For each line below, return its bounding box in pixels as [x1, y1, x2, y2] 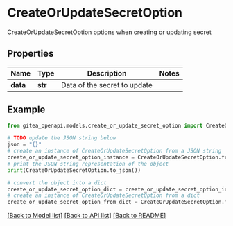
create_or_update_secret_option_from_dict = [7, 199, 138, 206]
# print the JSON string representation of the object [7, 160, 169, 167]
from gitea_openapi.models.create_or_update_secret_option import [7, 122, 203, 129]
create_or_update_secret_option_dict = [7, 186, 123, 193]
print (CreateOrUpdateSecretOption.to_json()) [7, 166, 141, 174]
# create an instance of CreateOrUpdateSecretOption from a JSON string [7, 148, 222, 155]
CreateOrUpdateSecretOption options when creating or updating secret [7, 28, 212, 36]
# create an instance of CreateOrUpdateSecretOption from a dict [7, 192, 200, 199]
